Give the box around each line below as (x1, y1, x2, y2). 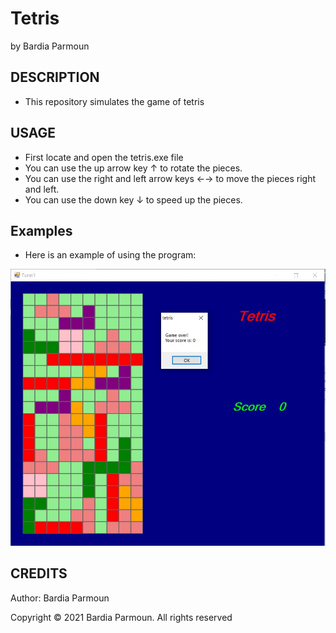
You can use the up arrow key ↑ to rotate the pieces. (24, 162, 243, 174)
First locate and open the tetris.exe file (24, 151, 184, 163)
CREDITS (10, 565, 68, 582)
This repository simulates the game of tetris (24, 95, 205, 107)
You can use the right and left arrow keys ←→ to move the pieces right (24, 172, 317, 184)
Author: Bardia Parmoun (10, 592, 110, 604)
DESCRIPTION (10, 69, 100, 86)
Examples (10, 222, 73, 239)
